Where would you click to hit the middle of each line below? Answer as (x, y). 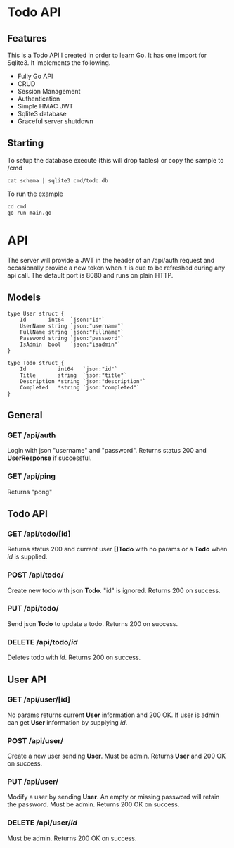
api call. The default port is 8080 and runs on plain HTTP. (90, 275)
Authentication (39, 99)
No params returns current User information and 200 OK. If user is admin (113, 715)
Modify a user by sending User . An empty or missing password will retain (113, 797)
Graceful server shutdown (55, 121)
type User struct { (36, 313)
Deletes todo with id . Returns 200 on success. (74, 657)
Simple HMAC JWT (45, 106)
